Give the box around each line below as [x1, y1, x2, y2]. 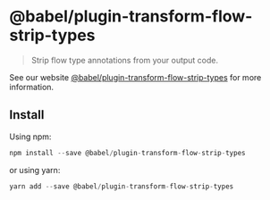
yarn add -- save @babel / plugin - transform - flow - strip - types [9, 181, 234, 191]
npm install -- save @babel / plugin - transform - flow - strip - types [9, 148, 246, 157]
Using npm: [9, 131, 52, 142]
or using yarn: [9, 164, 61, 175]
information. [9, 81, 55, 92]
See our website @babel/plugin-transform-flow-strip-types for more [9, 71, 262, 82]
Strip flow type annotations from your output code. [30, 54, 219, 65]
